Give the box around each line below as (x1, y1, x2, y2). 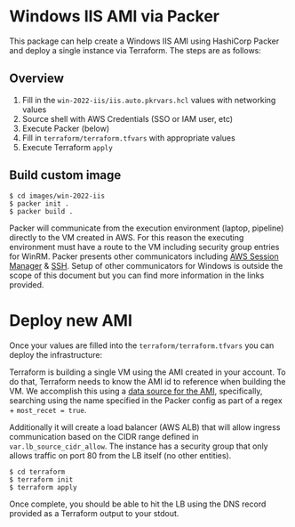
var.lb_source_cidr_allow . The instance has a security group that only (9, 441, 268, 451)
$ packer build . (9, 207, 74, 215)
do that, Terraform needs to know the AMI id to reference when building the (9, 376, 286, 386)
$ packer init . (9, 199, 69, 208)
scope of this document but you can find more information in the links (9, 270, 265, 280)
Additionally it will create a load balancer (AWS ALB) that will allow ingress (9, 421, 281, 433)
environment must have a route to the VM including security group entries (9, 241, 280, 252)
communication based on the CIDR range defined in (9, 431, 199, 442)
